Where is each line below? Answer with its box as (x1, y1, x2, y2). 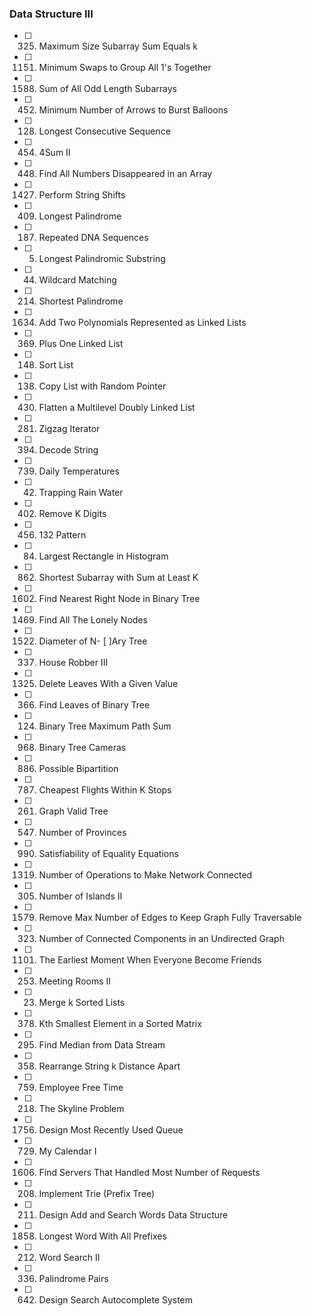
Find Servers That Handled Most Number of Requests (38, 1167, 261, 1179)
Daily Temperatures (38, 465, 120, 477)
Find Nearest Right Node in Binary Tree (38, 593, 201, 605)
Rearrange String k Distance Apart (38, 1060, 181, 1072)
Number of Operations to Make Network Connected (38, 869, 253, 881)
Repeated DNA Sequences (38, 232, 149, 244)
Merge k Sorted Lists (38, 997, 126, 1009)
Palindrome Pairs (38, 1273, 109, 1285)
